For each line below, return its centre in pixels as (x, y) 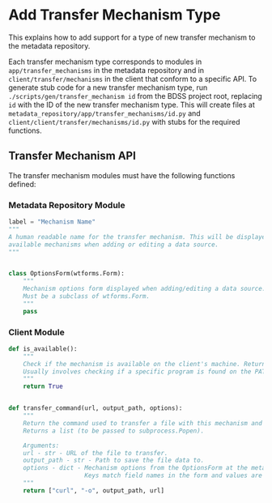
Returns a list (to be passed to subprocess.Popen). (114, 431)
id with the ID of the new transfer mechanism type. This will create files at (132, 104)
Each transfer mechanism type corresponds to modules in (105, 62)
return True (43, 386)
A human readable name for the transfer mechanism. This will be (121, 237)
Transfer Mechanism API (72, 156)
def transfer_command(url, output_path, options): (96, 408)
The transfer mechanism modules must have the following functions (122, 175)
